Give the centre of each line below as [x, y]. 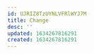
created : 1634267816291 [42, 40]
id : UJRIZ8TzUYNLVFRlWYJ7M [47, 14]
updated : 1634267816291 [42, 33]
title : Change [28, 20]
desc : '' [20, 27]
